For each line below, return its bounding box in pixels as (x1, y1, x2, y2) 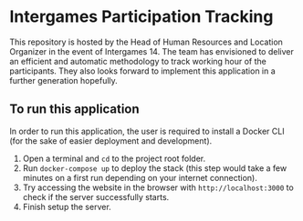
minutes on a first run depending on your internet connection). (22, 172, 258, 183)
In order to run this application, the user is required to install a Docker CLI (9, 126, 285, 136)
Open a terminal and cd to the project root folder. (22, 153, 206, 164)
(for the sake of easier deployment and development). (9, 135, 213, 146)
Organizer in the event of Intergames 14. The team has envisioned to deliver (9, 45, 294, 56)
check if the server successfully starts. (22, 191, 170, 202)
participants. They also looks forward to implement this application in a (9, 65, 276, 76)
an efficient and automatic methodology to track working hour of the (9, 55, 267, 66)
